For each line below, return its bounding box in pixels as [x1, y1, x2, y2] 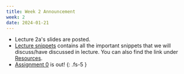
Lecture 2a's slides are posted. [14, 36, 91, 43]
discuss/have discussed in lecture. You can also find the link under [14, 49, 178, 56]
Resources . [14, 54, 43, 62]
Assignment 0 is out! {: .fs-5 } [14, 61, 87, 68]
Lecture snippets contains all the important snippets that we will [14, 42, 171, 49]
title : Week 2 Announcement [6, 8, 76, 15]
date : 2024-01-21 [6, 20, 49, 25]
